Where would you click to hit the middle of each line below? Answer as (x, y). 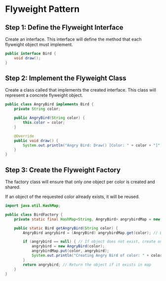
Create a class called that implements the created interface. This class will (81, 90)
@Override (24, 136)
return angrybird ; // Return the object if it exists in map (87, 265)
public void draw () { (36, 140)
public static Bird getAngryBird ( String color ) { (66, 228)
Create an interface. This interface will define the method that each (73, 39)
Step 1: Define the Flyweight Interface (64, 27)
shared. (13, 187)
